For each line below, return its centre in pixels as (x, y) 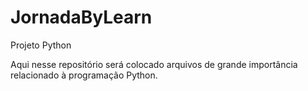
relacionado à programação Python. (84, 75)
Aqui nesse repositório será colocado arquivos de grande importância (154, 64)
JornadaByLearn (81, 17)
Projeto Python (41, 45)
